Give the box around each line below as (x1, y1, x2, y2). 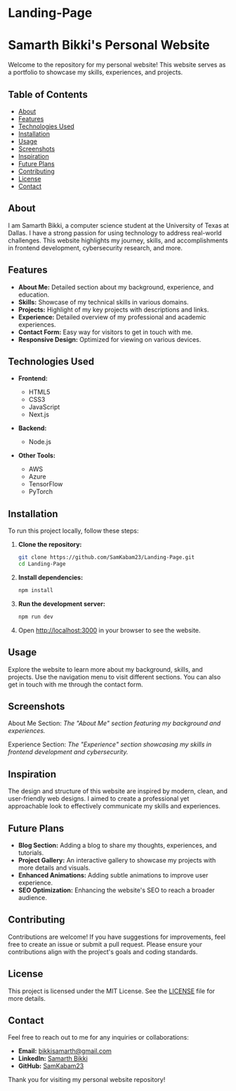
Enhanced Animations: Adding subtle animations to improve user (18, 870, 209, 879)
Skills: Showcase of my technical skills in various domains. (18, 297, 189, 306)
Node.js (28, 438, 52, 446)
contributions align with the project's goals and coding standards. (8, 947, 198, 956)
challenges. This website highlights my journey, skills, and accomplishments (8, 236, 228, 245)
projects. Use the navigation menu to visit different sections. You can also (8, 672, 221, 681)
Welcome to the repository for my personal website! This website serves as (8, 61, 226, 69)
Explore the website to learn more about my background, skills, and (8, 665, 203, 674)
